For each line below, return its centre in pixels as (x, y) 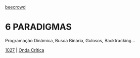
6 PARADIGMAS (38, 27)
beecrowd (15, 7)
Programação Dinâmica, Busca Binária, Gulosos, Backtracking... (70, 40)
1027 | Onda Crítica (25, 50)
